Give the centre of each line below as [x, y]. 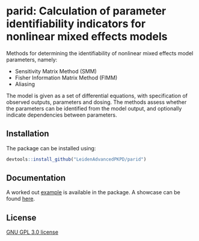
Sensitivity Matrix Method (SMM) [56, 71]
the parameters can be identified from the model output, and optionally [94, 108]
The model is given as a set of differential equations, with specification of [97, 96]
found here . [20, 199]
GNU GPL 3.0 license [32, 232]
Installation [28, 134]
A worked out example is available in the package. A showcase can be [93, 192]
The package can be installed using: [51, 148]
